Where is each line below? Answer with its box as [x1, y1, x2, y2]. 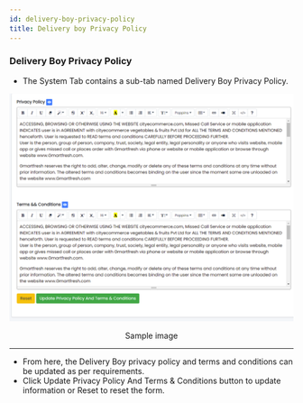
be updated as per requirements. [22, 366, 145, 377]
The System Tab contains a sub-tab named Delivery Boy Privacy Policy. [22, 75, 289, 86]
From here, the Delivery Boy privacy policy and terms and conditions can [22, 356, 293, 367]
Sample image [124, 330, 179, 342]
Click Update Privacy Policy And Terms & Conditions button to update [22, 375, 281, 387]
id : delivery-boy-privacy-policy [9, 14, 135, 23]
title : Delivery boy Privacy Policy [9, 23, 147, 33]
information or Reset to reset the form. [22, 385, 165, 396]
